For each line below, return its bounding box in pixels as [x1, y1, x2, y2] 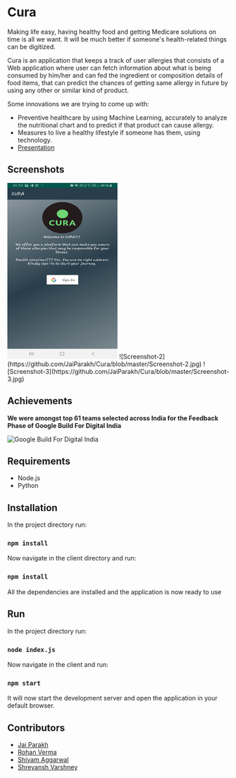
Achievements [7, 395, 73, 407]
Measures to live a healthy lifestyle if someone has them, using [17, 128, 201, 137]
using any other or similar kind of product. [7, 86, 129, 94]
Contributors [7, 722, 66, 734]
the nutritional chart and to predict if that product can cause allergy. [17, 120, 215, 129]
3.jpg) [7, 375, 25, 383]
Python [17, 482, 39, 490]
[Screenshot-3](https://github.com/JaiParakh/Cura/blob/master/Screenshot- [7, 367, 230, 375]
